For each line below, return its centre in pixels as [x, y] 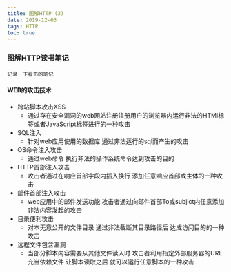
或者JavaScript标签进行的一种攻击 [82, 124]
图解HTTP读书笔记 [38, 58]
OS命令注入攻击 [40, 149]
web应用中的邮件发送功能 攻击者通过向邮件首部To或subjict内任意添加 [126, 201]
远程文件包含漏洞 [41, 244]
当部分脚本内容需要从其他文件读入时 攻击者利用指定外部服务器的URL [125, 253]
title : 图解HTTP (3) [36, 13]
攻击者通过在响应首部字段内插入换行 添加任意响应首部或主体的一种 [122, 176]
